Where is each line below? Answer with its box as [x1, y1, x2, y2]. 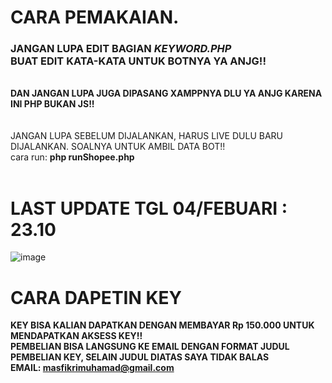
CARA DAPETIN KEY [10, 286, 183, 309]
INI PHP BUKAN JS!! [10, 98, 95, 110]
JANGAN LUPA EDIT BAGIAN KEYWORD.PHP [10, 42, 232, 56]
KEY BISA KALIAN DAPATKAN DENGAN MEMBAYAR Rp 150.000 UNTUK [10, 319, 315, 331]
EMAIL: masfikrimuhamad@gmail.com [10, 362, 175, 374]
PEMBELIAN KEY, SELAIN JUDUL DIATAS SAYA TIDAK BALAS [10, 351, 270, 363]
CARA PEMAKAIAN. [10, 6, 180, 29]
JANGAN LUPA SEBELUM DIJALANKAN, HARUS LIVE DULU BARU [10, 130, 284, 142]
